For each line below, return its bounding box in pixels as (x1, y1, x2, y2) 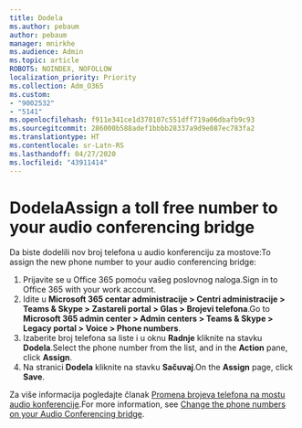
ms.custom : (9, 90, 51, 99)
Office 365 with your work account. (22, 284, 157, 295)
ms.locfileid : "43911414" (9, 157, 108, 167)
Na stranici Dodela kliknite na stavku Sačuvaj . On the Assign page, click (22, 362, 294, 373)
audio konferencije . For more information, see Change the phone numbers (9, 399, 286, 410)
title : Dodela (9, 13, 64, 23)
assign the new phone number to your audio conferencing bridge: (9, 257, 257, 268)
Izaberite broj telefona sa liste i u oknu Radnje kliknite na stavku (22, 333, 263, 344)
